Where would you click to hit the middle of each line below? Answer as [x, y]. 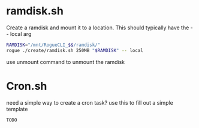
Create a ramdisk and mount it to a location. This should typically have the [98, 28]
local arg [21, 33]
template [17, 109]
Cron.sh [27, 86]
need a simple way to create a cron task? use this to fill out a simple [90, 102]
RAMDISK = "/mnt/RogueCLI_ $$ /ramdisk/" [53, 45]
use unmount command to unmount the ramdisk [66, 62]
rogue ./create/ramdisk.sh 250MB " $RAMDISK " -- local [75, 50]
